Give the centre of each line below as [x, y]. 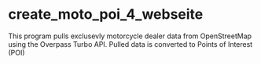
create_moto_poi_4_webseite [106, 14]
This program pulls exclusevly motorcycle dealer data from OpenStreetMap [130, 36]
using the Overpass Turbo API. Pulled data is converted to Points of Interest [130, 44]
